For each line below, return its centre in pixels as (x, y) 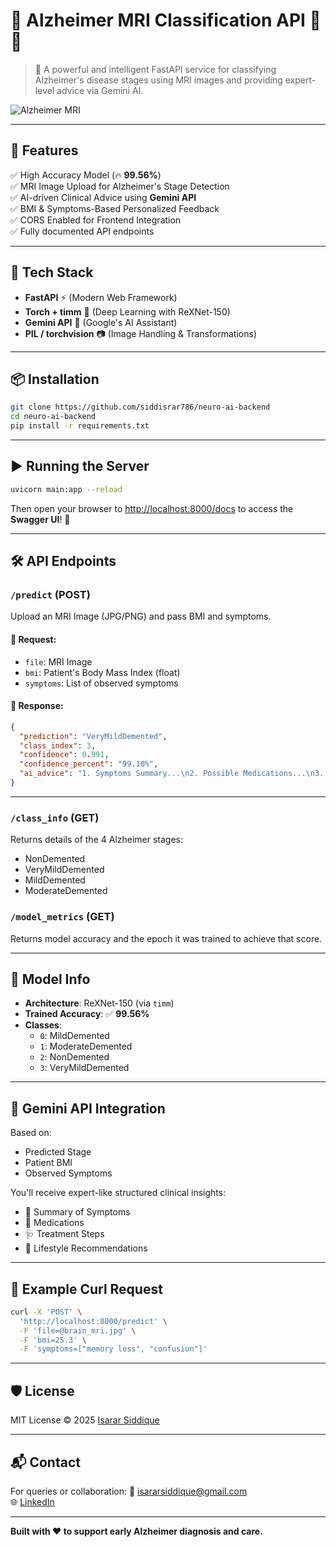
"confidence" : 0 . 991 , (64, 755)
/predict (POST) (50, 594)
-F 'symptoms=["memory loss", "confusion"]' (113, 1349)
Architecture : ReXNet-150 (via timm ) (99, 1003)
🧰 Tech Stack (52, 272)
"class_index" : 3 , (58, 745)
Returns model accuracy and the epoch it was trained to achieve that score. (166, 938)
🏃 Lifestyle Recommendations (86, 1248)
